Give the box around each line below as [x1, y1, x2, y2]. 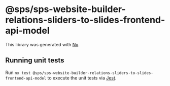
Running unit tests [5, 56, 64, 65]
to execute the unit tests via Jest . [47, 74, 117, 81]
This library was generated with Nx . [5, 41, 80, 47]
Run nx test [5, 69, 31, 75]
